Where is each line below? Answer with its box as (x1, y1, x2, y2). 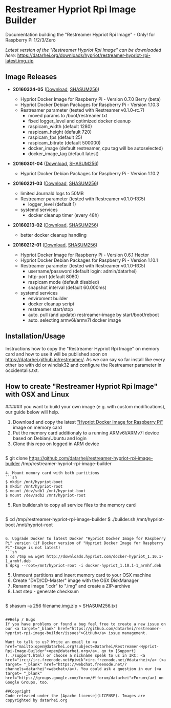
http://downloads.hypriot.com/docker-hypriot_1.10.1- (46, 554, 164, 559)
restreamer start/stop (28, 306, 73, 312)
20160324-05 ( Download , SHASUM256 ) (12, 86, 100, 92)
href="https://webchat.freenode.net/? (44, 662, 127, 667)
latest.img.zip (5, 57, 34, 64)
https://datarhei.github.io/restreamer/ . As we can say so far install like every (5, 356, 165, 362)
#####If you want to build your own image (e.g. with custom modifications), (5, 404, 166, 410)
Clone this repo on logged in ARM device (12, 441, 99, 447)
